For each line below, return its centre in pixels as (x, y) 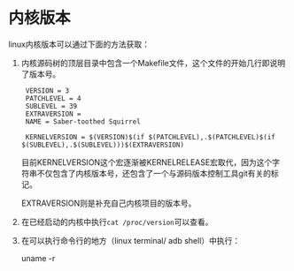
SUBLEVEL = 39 (51, 106)
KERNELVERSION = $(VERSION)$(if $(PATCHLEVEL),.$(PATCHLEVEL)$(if (150, 137)
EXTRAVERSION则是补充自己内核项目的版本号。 (108, 203)
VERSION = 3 (47, 90)
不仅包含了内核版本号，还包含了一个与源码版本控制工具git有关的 (154, 173)
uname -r (38, 258)
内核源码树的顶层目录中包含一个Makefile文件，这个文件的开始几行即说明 (153, 63)
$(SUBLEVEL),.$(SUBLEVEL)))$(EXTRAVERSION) (103, 145)
